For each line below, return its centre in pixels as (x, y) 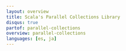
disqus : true (22, 22)
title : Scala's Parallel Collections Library (63, 17)
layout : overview (28, 11)
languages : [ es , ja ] (32, 39)
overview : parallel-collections (46, 33)
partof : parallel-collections (43, 28)
